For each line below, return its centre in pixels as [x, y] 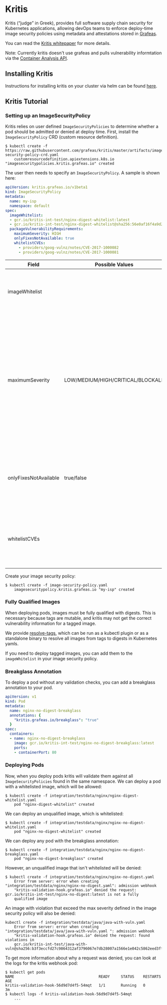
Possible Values [114, 264]
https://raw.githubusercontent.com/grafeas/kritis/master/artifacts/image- [85, 150]
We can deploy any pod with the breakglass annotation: [62, 841]
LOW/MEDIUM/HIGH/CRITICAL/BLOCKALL [114, 380]
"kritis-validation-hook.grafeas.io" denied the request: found [82, 935]
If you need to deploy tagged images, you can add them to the [69, 653]
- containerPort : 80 [35, 752]
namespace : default [30, 206]
